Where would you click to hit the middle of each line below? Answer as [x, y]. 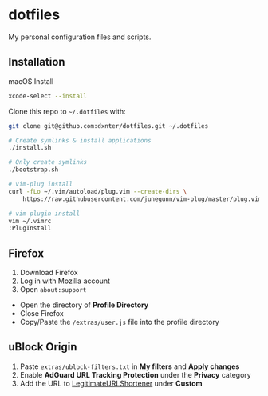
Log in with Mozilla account [65, 281]
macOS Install [31, 81]
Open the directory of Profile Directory [84, 305]
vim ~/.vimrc [30, 221]
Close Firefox [41, 314]
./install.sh [30, 148]
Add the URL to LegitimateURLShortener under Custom [111, 383]
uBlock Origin [43, 347]
